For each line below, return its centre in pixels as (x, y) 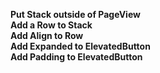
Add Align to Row (47, 35)
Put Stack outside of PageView (75, 14)
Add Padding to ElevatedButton (76, 57)
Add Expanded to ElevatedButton (80, 46)
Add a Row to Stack (51, 25)
